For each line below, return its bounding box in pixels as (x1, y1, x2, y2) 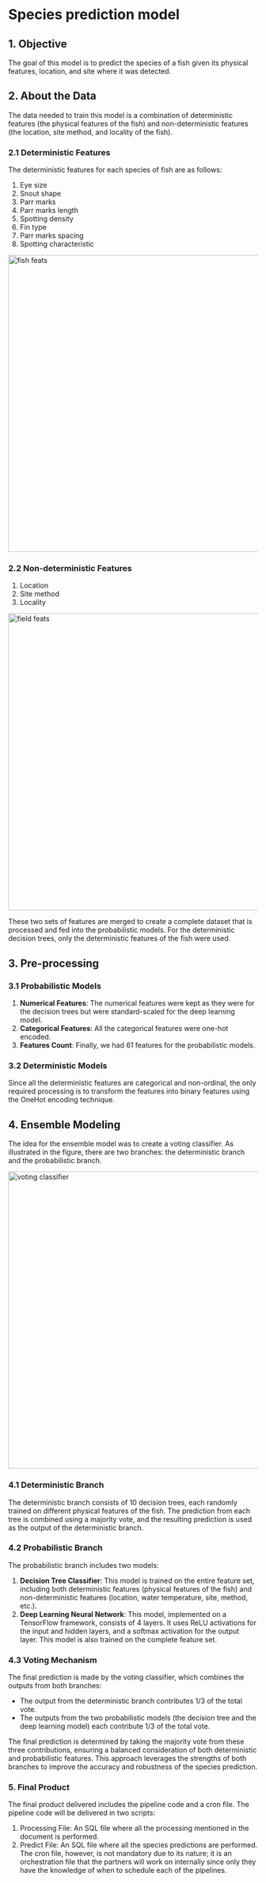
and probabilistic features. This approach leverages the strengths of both (8, 1754, 247, 1763)
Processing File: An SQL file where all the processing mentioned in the (19, 1824, 249, 1833)
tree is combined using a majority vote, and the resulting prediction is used (8, 1514, 253, 1524)
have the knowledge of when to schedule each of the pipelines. (19, 1866, 227, 1875)
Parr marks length (19, 206, 79, 215)
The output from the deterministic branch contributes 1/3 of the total (19, 1696, 243, 1706)
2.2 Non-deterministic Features (8, 563, 132, 574)
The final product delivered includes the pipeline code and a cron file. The (8, 1800, 249, 1809)
